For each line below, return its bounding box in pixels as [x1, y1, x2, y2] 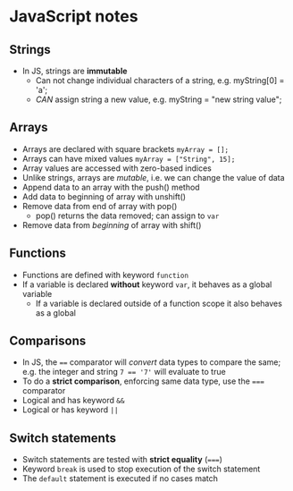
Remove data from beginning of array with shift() [21, 219, 202, 230]
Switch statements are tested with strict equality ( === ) [21, 454, 223, 465]
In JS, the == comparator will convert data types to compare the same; [21, 357, 281, 368]
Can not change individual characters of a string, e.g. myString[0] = [35, 75, 285, 86]
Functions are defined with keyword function [21, 269, 189, 280]
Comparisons [9, 334, 87, 349]
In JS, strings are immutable [21, 65, 128, 76]
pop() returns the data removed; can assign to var [35, 210, 220, 221]
